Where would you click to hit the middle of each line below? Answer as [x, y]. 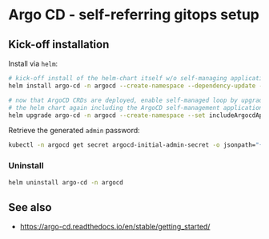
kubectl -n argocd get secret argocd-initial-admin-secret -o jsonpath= [132, 145]
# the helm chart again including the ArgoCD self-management [114, 107]
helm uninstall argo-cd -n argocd [66, 182]
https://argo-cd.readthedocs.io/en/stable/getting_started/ [115, 227]
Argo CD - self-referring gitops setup [134, 15]
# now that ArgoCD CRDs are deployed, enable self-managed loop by [123, 100]
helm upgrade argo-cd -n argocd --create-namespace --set [107, 115]
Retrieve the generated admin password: [74, 131]
